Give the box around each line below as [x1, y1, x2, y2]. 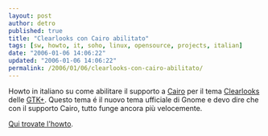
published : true [8, 27, 63, 35]
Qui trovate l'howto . [8, 118, 74, 129]
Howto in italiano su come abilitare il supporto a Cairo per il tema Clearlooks [8, 86, 260, 96]
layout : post [8, 11, 52, 20]
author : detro [8, 19, 56, 27]
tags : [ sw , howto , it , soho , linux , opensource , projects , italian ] [8, 42, 243, 50]
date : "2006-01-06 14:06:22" [8, 49, 106, 57]
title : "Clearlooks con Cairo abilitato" [8, 34, 150, 43]
